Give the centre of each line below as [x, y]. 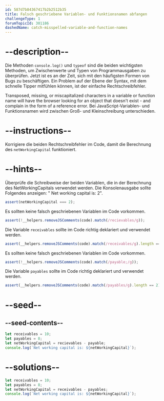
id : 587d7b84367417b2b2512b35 [36, 10]
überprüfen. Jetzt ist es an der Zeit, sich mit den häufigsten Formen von [77, 76]
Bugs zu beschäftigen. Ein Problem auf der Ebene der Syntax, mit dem [76, 81]
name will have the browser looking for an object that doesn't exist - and [78, 101]
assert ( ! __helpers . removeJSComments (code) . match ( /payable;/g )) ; [72, 262]
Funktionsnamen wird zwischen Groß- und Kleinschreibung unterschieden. [80, 111]
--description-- [37, 52]
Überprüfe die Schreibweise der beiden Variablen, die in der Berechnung [78, 182]
